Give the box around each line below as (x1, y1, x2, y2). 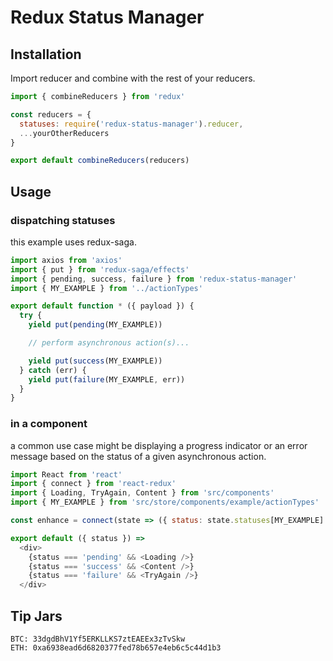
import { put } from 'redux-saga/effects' (10, 264, 190, 275)
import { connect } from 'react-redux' (10, 479, 177, 489)
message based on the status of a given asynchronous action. (10, 450, 267, 462)
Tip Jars (10, 607, 63, 625)
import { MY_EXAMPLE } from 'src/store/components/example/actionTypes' (10, 497, 320, 508)
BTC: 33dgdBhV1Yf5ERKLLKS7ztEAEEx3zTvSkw (10, 634, 186, 645)
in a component (10, 417, 88, 431)
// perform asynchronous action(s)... (28, 338, 190, 348)
